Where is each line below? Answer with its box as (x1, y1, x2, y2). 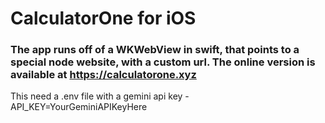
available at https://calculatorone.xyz (10, 68, 197, 82)
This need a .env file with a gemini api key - (10, 90, 190, 102)
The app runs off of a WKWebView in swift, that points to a (10, 43, 300, 57)
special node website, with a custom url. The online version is (10, 55, 316, 69)
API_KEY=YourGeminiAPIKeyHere (10, 101, 148, 113)
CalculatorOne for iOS (10, 7, 197, 30)
